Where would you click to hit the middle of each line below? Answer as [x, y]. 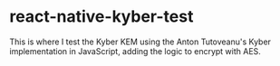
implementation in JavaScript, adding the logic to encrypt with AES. [135, 51]
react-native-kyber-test [101, 17]
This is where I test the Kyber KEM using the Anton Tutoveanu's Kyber [140, 42]
